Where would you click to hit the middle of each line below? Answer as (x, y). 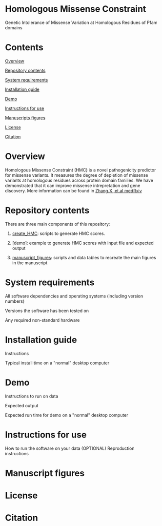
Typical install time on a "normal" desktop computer (57, 363)
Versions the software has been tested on (47, 311)
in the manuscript (30, 263)
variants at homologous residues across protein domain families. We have (79, 180)
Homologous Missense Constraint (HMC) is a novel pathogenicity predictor (81, 170)
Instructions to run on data (32, 396)
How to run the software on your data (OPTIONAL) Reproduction (70, 448)
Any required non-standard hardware (42, 320)
